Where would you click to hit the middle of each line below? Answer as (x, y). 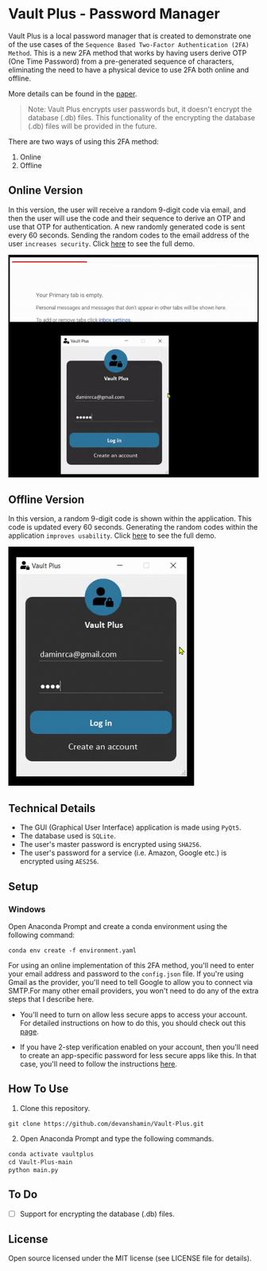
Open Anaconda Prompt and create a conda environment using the (118, 926)
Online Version (46, 191)
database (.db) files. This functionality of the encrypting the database (141, 117)
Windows (27, 909)
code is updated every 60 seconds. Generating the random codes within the (133, 528)
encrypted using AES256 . (59, 861)
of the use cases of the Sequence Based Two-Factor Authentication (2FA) (129, 44)
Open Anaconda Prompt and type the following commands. (117, 1138)
